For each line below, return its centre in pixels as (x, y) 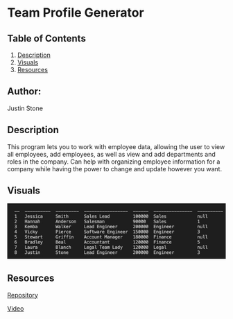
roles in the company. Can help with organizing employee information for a (114, 162)
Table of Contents (47, 38)
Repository (23, 295)
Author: (24, 92)
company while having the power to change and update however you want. (115, 169)
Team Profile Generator (76, 13)
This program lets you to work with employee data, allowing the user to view (116, 146)
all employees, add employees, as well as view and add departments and (112, 154)
